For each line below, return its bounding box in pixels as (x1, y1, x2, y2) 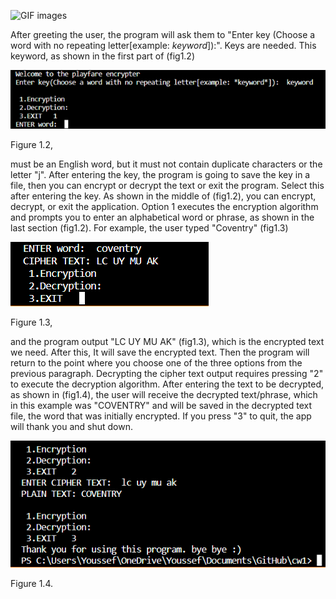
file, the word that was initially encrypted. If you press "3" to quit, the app (10, 410, 312, 422)
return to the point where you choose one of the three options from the (10, 356, 303, 369)
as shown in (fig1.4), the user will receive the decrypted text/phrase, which (10, 388, 318, 400)
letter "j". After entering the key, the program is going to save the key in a (10, 168, 311, 180)
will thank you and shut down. (10, 420, 133, 432)
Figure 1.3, (10, 316, 53, 328)
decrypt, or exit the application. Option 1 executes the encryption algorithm (10, 200, 319, 212)
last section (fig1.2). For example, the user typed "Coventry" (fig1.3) (10, 221, 289, 234)
